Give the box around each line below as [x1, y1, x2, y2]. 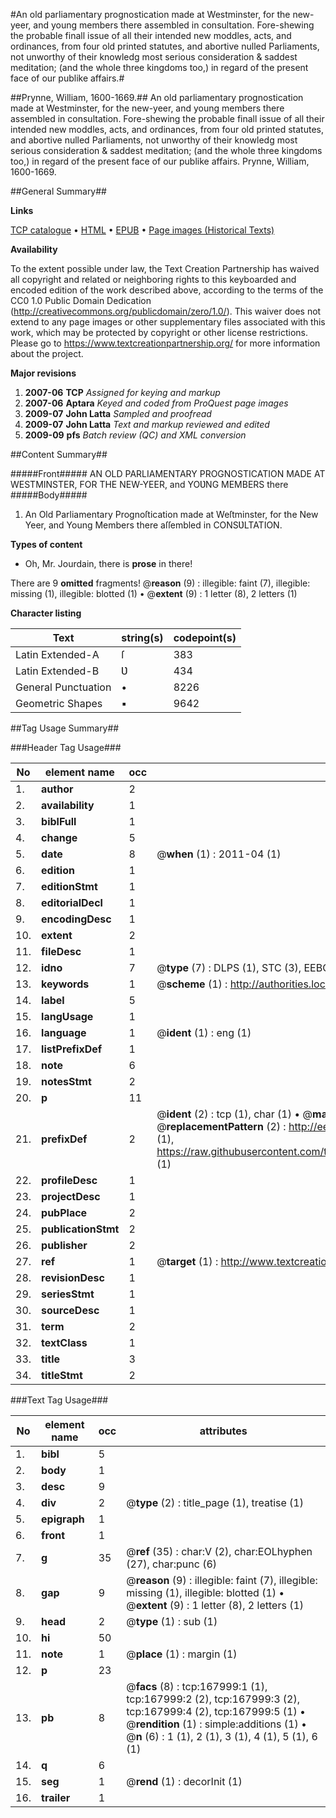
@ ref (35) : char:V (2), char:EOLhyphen [126, 1545, 313, 1558]
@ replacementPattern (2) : [156, 1120, 287, 1133]
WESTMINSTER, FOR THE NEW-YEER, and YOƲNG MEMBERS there [10, 479, 289, 490]
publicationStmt [41, 1222, 120, 1236]
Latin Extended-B [15, 664, 100, 678]
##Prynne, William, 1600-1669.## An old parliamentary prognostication [10, 92, 304, 103]
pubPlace [41, 1206, 88, 1219]
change [41, 831, 78, 844]
